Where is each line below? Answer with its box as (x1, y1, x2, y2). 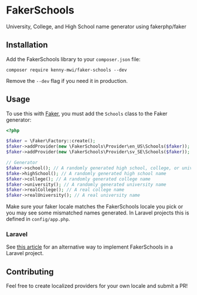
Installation (6, 40, 48, 50)
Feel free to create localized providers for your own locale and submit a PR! (6, 283, 188, 290)
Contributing (6, 267, 54, 277)
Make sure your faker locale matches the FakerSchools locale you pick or (6, 203, 184, 210)
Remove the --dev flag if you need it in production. (6, 77, 128, 84)
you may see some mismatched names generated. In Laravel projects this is (6, 209, 189, 216)
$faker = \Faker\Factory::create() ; (6, 138, 96, 144)
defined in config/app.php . (6, 216, 70, 223)
